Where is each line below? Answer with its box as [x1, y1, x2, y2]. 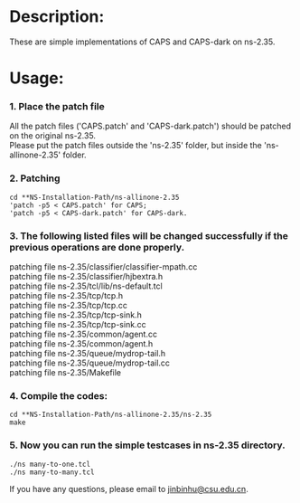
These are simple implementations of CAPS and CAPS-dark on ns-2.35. [9, 36, 276, 47]
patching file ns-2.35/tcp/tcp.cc [9, 300, 128, 311]
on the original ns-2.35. [9, 130, 97, 141]
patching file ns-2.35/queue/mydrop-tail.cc [9, 357, 170, 368]
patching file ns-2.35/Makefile [9, 367, 122, 378]
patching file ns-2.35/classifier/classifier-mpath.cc [9, 261, 198, 272]
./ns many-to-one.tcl [9, 460, 91, 469]
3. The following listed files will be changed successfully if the [9, 229, 289, 242]
